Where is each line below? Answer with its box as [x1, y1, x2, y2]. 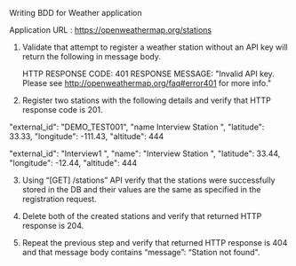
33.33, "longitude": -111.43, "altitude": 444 [9, 131, 164, 141]
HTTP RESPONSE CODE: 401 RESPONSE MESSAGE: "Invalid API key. [21, 68, 276, 79]
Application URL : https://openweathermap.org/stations [9, 25, 212, 35]
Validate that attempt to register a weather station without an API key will [21, 42, 288, 52]
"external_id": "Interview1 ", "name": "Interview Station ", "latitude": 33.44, [9, 148, 281, 159]
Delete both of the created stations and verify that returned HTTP [21, 211, 262, 221]
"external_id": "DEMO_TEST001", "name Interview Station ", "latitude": [9, 121, 265, 132]
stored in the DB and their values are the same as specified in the [21, 184, 261, 194]
